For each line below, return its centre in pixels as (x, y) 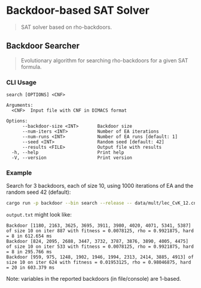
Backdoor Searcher (43, 46)
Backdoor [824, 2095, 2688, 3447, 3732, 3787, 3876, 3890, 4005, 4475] (97, 241)
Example (19, 173)
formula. (31, 67)
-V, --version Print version (72, 158)
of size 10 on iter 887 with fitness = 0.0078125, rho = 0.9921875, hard (100, 231)
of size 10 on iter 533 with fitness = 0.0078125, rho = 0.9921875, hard (100, 247)
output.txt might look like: (39, 215)
